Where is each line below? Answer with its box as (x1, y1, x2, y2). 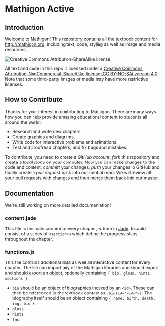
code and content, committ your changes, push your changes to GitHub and (5, 164, 160, 170)
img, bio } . (12, 300, 36, 306)
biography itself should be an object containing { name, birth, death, (12, 295, 156, 301)
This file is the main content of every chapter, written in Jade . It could (5, 226, 146, 231)
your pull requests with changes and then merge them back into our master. (5, 175, 159, 181)
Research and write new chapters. (12, 129, 82, 134)
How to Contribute (5, 96, 63, 104)
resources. (5, 47, 27, 52)
